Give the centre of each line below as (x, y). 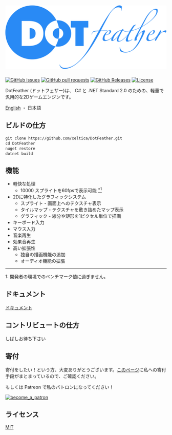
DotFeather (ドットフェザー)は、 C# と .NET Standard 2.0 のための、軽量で (84, 90)
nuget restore (20, 149)
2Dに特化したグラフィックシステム (49, 197)
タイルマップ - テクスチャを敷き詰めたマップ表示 (72, 210)
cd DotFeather (20, 143)
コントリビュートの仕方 (42, 325)
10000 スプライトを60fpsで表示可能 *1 (61, 190)
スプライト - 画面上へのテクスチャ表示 (61, 203)
